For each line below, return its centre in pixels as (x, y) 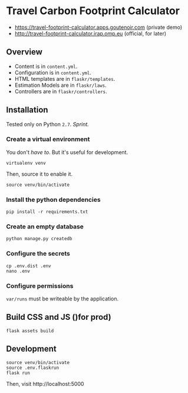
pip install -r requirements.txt (47, 212)
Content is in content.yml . (46, 66)
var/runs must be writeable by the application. (62, 299)
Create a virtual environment (48, 139)
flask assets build (30, 331)
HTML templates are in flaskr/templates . (65, 78)
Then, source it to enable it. (39, 174)
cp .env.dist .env (29, 266)
